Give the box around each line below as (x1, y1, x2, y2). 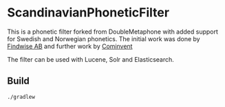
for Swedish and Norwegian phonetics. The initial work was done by (7, 34, 201, 43)
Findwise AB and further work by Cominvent (7, 42, 133, 50)
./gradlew (7, 93, 36, 100)
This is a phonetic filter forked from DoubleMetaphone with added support (7, 27, 219, 36)
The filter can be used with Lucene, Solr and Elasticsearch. (7, 55, 174, 63)
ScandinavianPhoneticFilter (7, 5, 170, 21)
